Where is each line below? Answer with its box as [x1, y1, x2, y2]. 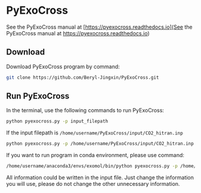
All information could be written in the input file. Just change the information [6, 174, 194, 181]
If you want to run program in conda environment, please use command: [6, 152, 184, 159]
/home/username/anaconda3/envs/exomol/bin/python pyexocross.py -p [6, 163, 178, 169]
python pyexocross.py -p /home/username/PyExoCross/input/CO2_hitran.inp [6, 141, 194, 147]
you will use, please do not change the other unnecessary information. [6, 180, 181, 188]
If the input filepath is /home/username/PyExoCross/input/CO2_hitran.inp [6, 129, 184, 136]
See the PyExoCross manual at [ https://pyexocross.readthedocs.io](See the [6, 23, 193, 30]
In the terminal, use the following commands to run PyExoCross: [6, 107, 165, 114]
